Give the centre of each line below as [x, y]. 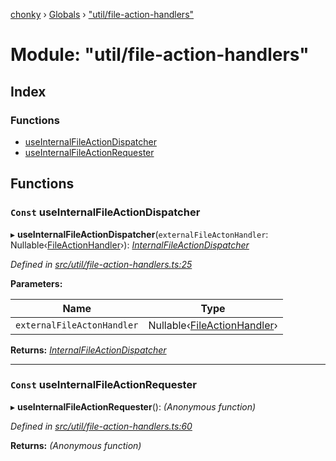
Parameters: [36, 283]
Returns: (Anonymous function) [76, 445]
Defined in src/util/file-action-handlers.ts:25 [101, 264]
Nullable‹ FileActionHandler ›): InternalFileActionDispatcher [130, 245]
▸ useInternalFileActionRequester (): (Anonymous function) [133, 406]
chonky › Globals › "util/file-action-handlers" [102, 14]
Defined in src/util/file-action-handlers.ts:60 [101, 426]
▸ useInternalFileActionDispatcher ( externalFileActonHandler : [139, 234]
